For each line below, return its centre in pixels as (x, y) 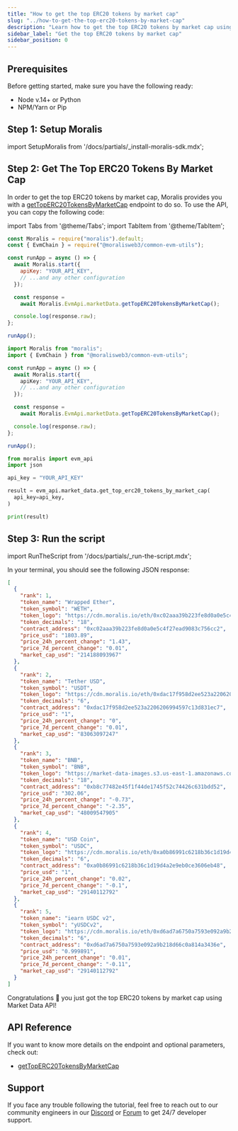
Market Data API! (32, 1005)
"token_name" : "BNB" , (52, 761)
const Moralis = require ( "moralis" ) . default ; (75, 239)
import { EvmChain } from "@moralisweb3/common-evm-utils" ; (98, 355)
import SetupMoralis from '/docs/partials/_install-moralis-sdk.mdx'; (106, 147)
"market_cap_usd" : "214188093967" (71, 655)
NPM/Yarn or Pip (42, 107)
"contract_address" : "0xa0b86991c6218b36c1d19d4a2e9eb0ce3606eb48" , (123, 866)
